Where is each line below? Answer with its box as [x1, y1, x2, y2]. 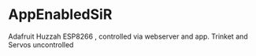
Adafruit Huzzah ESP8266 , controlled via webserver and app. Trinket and [8, 32, 248, 41]
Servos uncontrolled [8, 39, 74, 49]
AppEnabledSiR [8, 6, 113, 24]
